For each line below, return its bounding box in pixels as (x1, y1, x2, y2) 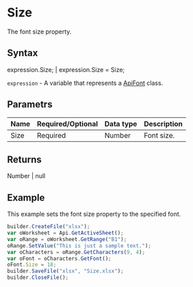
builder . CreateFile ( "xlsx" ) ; (7, 223, 90, 230)
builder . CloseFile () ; (7, 274, 69, 282)
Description (143, 118, 183, 128)
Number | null (7, 172, 46, 180)
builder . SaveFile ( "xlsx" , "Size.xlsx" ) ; (7, 268, 125, 275)
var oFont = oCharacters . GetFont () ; (7, 255, 112, 262)
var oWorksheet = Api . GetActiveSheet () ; (7, 229, 125, 237)
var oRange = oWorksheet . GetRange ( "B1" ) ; (7, 236, 127, 242)
